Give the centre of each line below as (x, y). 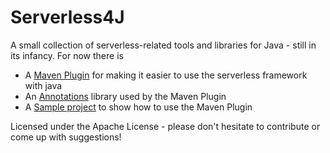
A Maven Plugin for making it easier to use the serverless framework (166, 75)
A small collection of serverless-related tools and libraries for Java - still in (163, 45)
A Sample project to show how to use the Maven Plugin (138, 107)
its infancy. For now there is (67, 55)
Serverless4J (67, 17)
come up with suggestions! (66, 137)
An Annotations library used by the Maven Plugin (125, 96)
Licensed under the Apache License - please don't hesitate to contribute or (165, 126)
